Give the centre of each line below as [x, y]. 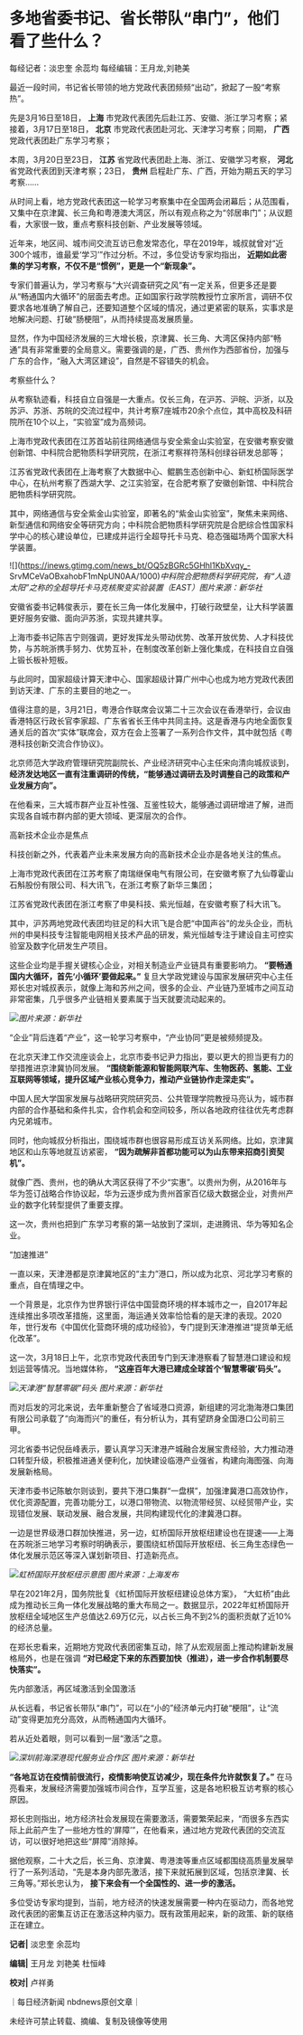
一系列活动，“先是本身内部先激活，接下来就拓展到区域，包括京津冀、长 [157, 1871]
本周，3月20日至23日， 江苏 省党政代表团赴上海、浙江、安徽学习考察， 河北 [151, 159]
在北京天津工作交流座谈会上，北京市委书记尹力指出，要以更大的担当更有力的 [151, 1056]
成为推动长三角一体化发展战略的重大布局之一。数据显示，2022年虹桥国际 [146, 1604]
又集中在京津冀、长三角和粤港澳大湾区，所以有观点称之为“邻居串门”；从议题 [151, 213]
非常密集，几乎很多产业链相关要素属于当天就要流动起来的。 [120, 999]
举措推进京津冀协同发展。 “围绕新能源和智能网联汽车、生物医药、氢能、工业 [151, 1067]
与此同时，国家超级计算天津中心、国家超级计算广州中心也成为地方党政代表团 [151, 678]
